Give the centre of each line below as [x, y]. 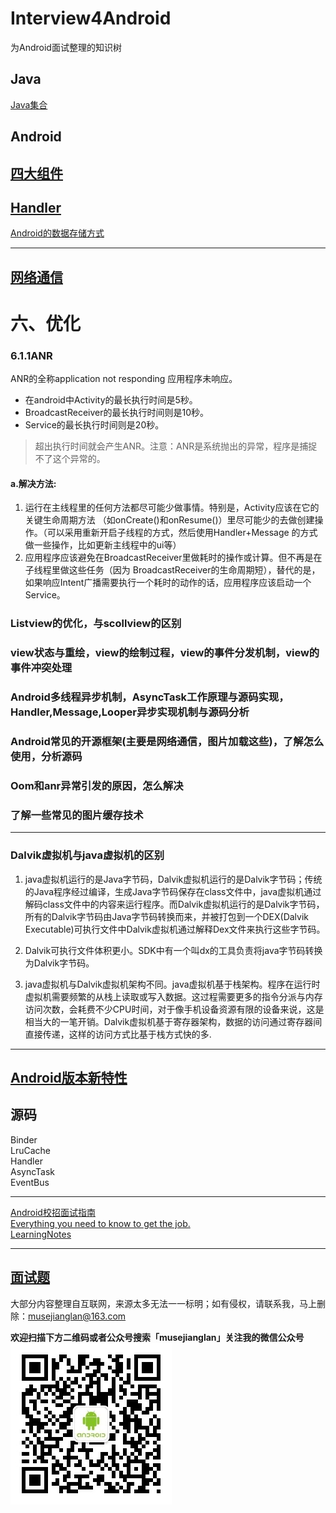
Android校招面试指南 [53, 1212]
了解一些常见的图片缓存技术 [77, 815]
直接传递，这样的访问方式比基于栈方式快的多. [118, 1034]
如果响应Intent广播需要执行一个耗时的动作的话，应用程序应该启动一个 [168, 583]
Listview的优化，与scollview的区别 [96, 624]
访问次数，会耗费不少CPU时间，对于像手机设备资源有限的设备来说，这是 [174, 1009]
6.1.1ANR [31, 355]
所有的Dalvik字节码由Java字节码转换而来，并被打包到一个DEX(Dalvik [167, 916]
